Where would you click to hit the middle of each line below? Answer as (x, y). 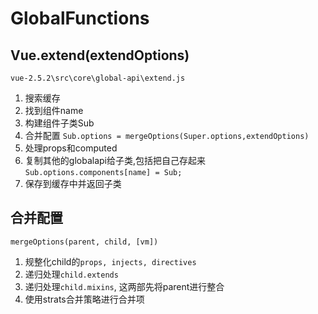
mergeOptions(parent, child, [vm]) (84, 242)
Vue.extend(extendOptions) (100, 55)
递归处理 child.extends (71, 274)
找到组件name (54, 110)
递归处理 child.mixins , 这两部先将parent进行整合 (124, 286)
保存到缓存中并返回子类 (73, 183)
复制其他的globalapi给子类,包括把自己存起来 (115, 160)
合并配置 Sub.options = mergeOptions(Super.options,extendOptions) (167, 135)
